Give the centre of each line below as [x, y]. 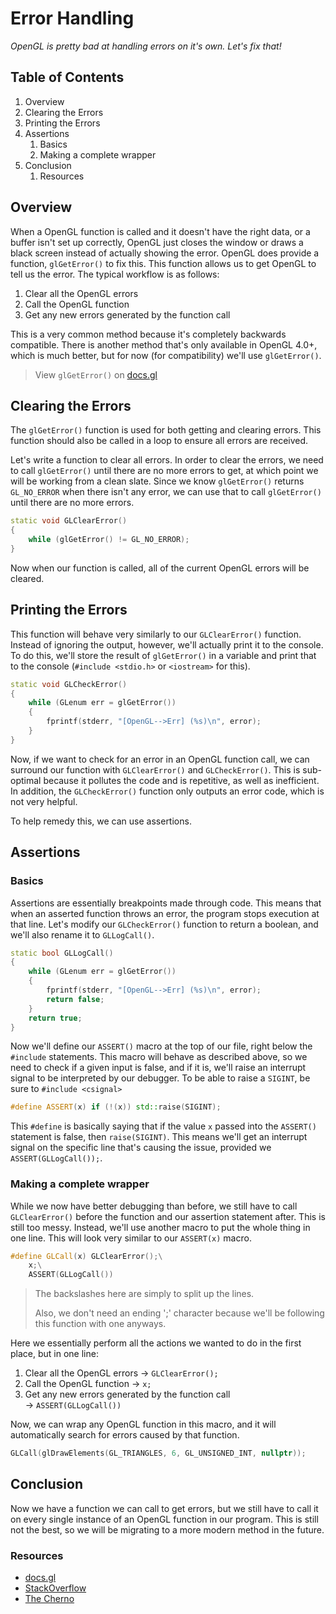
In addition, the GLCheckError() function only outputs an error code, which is [167, 791]
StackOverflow [55, 1588]
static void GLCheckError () [69, 684]
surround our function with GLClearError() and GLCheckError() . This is [155, 769]
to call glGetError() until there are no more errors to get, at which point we [164, 471]
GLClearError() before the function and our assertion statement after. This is [168, 1216]
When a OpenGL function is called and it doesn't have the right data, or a [160, 231]
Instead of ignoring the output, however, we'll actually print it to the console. [167, 644]
